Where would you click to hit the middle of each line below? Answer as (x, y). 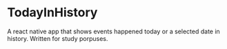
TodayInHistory (52, 13)
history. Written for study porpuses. (58, 38)
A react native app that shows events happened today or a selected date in (114, 31)
